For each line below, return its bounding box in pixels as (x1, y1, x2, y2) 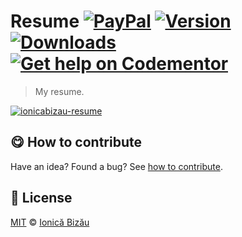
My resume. (34, 85, 85, 97)
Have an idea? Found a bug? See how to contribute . (10, 160, 223, 172)
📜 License (10, 190, 73, 207)
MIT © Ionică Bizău (10, 216, 90, 228)
